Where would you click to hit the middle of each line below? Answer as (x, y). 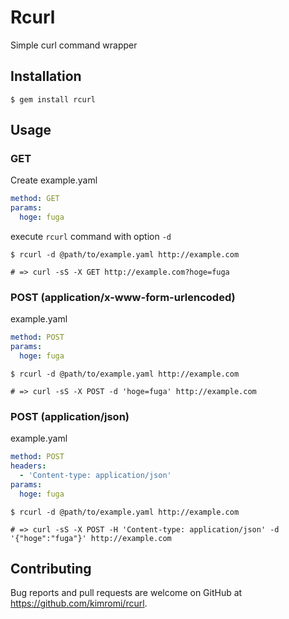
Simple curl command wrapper (74, 45)
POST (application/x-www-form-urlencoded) (123, 297)
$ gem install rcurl (53, 99)
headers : (28, 466)
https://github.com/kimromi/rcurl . (79, 603)
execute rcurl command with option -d (91, 237)
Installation (46, 76)
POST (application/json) (70, 416)
